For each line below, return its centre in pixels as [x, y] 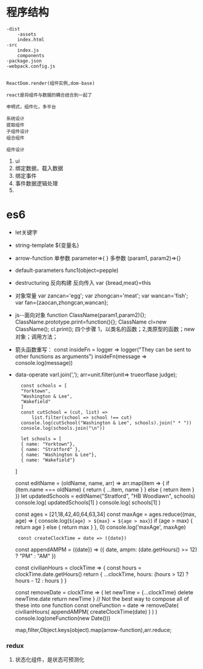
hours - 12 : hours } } [41, 580]
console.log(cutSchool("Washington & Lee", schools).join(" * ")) [106, 423]
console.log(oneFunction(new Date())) [63, 618]
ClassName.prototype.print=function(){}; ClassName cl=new [91, 322]
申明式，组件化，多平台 [31, 107]
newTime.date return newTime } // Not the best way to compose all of [102, 599]
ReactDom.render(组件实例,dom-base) [51, 83]
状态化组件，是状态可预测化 [50, 660]
